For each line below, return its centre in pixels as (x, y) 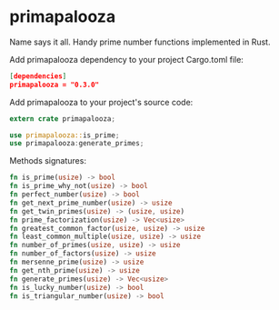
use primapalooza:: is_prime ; (65, 135)
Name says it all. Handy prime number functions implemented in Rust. (140, 42)
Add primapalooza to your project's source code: (101, 102)
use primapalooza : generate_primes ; (77, 144)
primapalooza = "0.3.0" (55, 85)
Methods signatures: (48, 161)
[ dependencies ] (38, 76)
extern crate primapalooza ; (63, 119)
